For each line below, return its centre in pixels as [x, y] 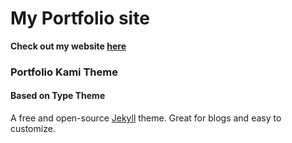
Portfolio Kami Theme [64, 72]
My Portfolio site [80, 18]
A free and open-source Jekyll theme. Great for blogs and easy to [146, 118]
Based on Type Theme [58, 96]
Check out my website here [68, 46]
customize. [33, 129]
